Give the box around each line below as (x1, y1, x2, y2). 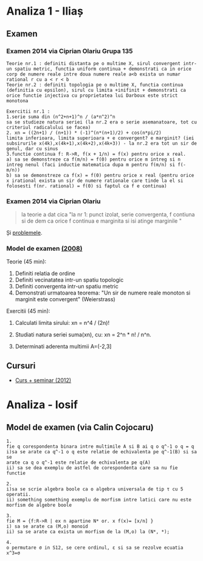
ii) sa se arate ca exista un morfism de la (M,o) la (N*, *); (6, 529, 170, 535)
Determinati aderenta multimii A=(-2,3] (15, 343, 112, 350)
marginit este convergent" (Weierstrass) (15, 296, 115, 303)
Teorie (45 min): (6, 258, 47, 265)
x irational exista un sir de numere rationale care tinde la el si (6, 178, 184, 184)
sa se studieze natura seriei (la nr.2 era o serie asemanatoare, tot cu (6, 119, 198, 125)
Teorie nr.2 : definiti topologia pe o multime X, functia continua (6, 82, 184, 88)
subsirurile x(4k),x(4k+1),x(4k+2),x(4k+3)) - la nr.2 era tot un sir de (6, 140, 198, 147)
